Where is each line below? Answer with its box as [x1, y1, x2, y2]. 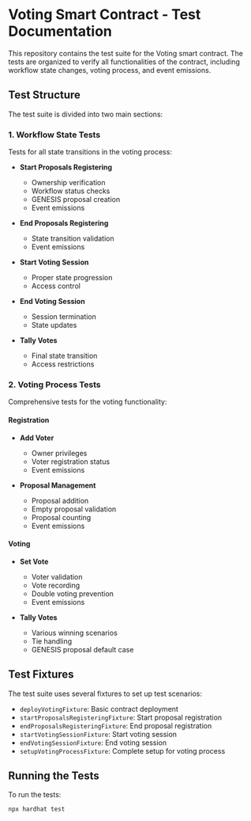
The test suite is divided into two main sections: [8, 109, 163, 119]
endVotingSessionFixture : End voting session [19, 738, 167, 747]
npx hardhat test [8, 805, 66, 813]
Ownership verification [31, 178, 106, 188]
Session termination [31, 312, 97, 321]
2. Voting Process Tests [8, 378, 101, 390]
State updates [31, 321, 77, 330]
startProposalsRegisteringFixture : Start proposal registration [19, 713, 223, 722]
